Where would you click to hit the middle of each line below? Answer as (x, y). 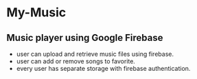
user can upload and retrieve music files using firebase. (95, 54)
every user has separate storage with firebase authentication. (103, 68)
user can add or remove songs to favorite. (76, 61)
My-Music (36, 13)
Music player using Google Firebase (85, 38)
